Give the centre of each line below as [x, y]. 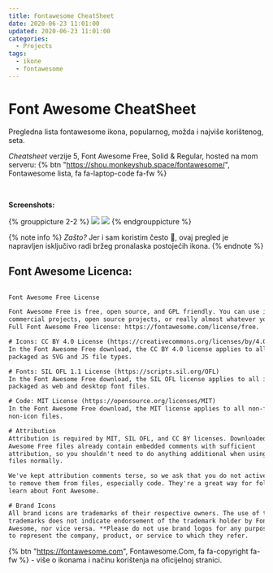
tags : [17, 54]
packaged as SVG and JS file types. [70, 357]
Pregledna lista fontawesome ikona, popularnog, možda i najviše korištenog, [136, 132]
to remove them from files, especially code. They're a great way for [130, 484]
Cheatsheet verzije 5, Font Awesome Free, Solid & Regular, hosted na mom [133, 156]
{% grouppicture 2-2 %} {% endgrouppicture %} [100, 221]
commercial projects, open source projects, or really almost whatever [132, 319]
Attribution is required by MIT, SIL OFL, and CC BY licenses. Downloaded [138, 438]
